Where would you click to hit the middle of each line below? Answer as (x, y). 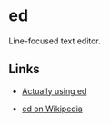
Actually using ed (54, 90)
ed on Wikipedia (52, 109)
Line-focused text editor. (55, 41)
